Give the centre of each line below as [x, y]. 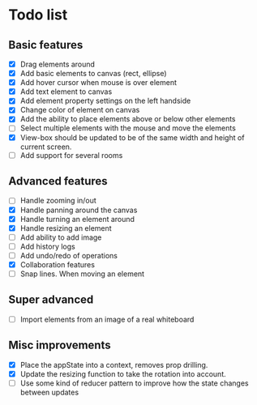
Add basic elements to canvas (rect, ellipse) [94, 74]
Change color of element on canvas [80, 110]
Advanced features [58, 181]
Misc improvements [60, 345]
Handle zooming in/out [58, 201]
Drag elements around [58, 64]
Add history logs [47, 246]
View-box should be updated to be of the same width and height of [132, 137]
